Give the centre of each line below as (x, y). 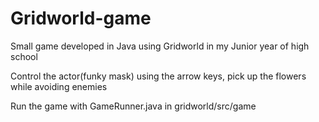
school (24, 56)
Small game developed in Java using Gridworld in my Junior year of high (160, 46)
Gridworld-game (81, 18)
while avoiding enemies (59, 86)
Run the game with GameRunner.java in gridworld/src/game (133, 106)
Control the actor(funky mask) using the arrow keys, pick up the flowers (158, 76)
